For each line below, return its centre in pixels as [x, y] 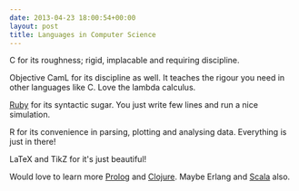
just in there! [33, 142]
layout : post [34, 26]
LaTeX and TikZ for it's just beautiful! [78, 159]
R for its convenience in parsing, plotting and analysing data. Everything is [148, 132]
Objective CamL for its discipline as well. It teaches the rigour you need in [147, 78]
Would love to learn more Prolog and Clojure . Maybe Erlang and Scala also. [150, 177]
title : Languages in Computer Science [83, 34]
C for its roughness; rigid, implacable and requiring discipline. [125, 61]
